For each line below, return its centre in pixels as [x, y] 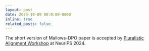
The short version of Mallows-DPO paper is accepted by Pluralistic [74, 38]
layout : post [19, 10]
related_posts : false [28, 24]
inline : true [19, 19]
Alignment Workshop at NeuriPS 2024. [45, 43]
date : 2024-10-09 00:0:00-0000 [38, 14]
